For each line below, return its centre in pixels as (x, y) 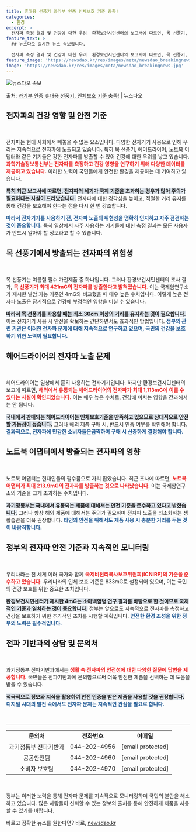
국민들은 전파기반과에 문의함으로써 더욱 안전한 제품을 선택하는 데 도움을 (109, 677)
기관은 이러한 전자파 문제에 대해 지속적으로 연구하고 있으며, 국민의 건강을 (93, 329)
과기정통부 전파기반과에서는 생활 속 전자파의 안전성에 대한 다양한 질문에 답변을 (94, 670)
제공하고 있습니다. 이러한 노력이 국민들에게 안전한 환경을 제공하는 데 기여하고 (93, 171)
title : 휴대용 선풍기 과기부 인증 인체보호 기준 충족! (62, 11)
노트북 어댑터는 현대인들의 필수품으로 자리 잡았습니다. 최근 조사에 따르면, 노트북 (96, 478)
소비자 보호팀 (37, 769)
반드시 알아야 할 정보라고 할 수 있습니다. (57, 233)
